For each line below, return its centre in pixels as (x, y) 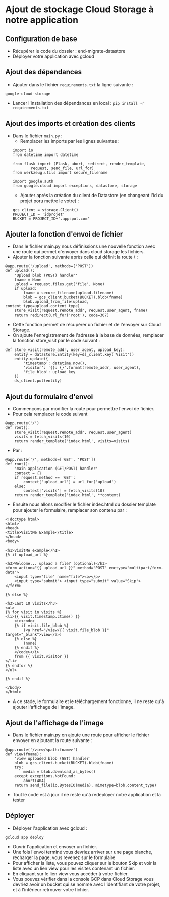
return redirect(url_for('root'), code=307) (62, 315)
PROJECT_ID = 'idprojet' (39, 214)
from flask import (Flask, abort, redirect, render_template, (79, 164)
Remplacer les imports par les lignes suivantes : (70, 141)
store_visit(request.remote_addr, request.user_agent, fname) (81, 311)
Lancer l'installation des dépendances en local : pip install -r (78, 103)
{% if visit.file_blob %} (42, 626)
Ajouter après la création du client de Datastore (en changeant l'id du (92, 195)
